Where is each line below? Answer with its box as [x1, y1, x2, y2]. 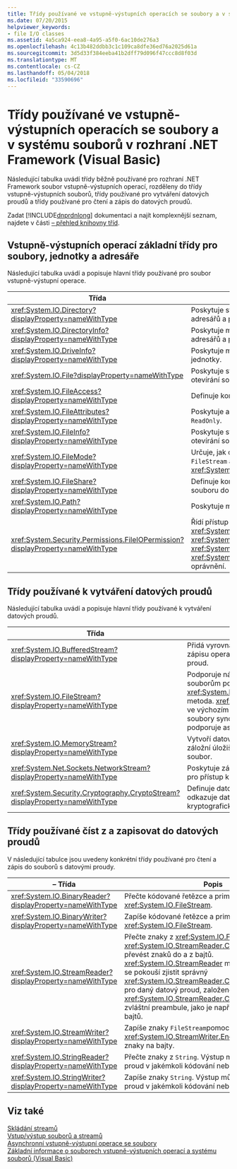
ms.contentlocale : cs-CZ [7, 63, 80, 70]
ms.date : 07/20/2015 [7, 17, 68, 24]
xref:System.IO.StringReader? [11, 1052, 109, 1062]
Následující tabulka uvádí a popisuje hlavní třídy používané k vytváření [7, 604, 212, 612]
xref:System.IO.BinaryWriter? [11, 911, 107, 921]
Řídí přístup [190, 517, 229, 527]
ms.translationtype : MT [7, 57, 78, 64]
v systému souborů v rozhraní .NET [7, 136, 219, 153]
